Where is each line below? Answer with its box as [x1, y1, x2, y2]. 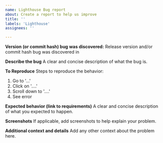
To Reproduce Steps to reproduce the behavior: [5, 68, 104, 74]
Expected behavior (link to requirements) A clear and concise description [5, 103, 159, 109]
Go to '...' [12, 78, 31, 84]
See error [12, 94, 32, 100]
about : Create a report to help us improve [5, 12, 97, 17]
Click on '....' [12, 83, 38, 89]
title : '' [5, 16, 26, 21]
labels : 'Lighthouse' [5, 21, 50, 26]
